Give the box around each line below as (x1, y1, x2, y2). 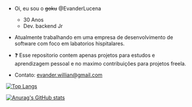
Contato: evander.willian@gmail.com (14, 71, 103, 78)
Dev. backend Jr (23, 23, 63, 29)
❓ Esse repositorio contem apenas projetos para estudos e (14, 52, 155, 58)
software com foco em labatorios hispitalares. (14, 40, 125, 47)
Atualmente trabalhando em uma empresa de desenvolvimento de (14, 34, 173, 40)
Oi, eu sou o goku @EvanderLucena (14, 5, 102, 12)
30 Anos (23, 16, 44, 23)
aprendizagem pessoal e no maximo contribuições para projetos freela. (14, 60, 187, 67)
